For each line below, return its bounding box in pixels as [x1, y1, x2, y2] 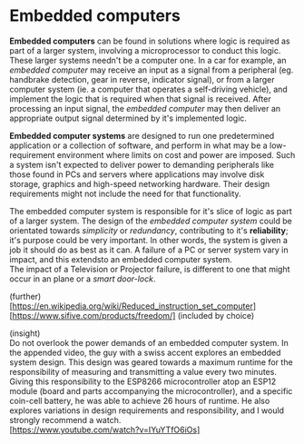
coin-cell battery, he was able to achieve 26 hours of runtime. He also [9, 395, 270, 406]
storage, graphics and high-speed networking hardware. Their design [9, 178, 270, 189]
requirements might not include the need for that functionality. [9, 188, 242, 199]
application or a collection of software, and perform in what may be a [9, 140, 268, 151]
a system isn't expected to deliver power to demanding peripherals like [9, 159, 275, 170]
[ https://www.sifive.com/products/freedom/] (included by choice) [9, 310, 255, 321]
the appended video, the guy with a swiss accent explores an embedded [9, 347, 281, 358]
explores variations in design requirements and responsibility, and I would [9, 405, 284, 416]
